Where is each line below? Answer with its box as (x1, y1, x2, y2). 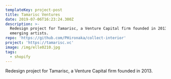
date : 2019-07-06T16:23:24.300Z (5, 17, 74, 22)
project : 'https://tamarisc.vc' (5, 40, 74, 45)
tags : (5, 49, 17, 54)
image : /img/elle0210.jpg (5, 45, 60, 50)
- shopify (10, 54, 31, 59)
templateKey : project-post (5, 7, 63, 13)
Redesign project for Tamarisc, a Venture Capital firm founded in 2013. (5, 68, 153, 74)
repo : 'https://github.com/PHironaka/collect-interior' (5, 36, 126, 41)
